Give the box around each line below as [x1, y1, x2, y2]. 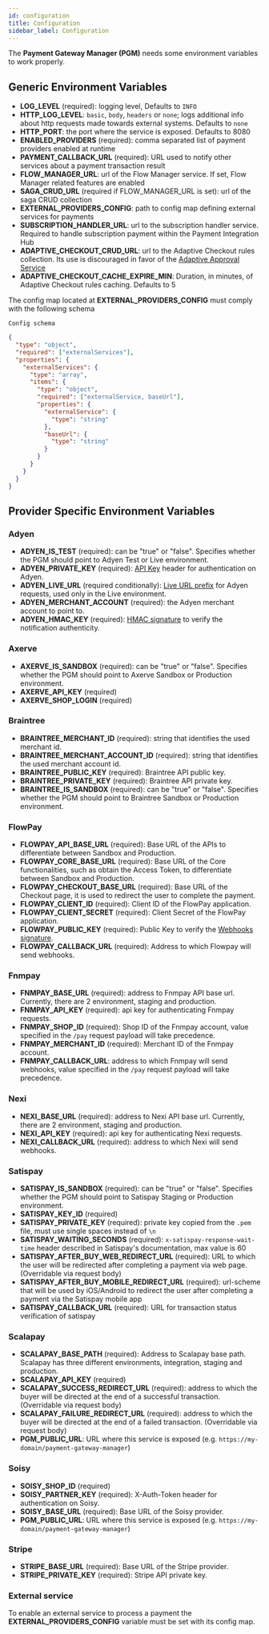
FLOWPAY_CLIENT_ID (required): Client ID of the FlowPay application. [19, 899, 251, 909]
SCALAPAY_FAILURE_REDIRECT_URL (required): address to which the [19, 1409, 253, 1419]
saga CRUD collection [19, 195, 93, 205]
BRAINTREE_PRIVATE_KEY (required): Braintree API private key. [19, 775, 234, 785]
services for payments [19, 212, 94, 222]
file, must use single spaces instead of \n [19, 1226, 156, 1236]
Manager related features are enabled [19, 178, 146, 188]
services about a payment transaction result [19, 161, 166, 170]
